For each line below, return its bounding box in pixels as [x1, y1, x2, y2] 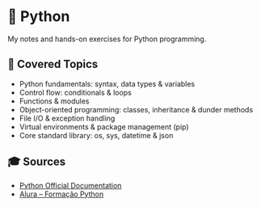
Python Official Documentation [19, 180, 122, 190]
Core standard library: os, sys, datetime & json [19, 130, 174, 140]
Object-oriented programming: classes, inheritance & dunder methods [19, 104, 254, 114]
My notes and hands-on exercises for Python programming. [7, 34, 207, 44]
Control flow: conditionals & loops [19, 87, 133, 97]
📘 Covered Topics [7, 57, 99, 71]
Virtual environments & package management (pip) [19, 121, 189, 132]
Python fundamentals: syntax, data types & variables [19, 78, 196, 88]
